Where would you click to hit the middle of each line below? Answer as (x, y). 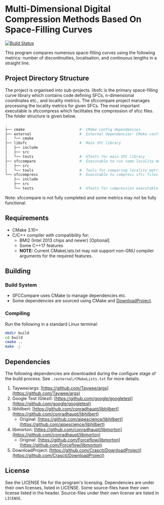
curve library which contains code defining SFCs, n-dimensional (70, 95)
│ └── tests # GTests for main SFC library (75, 156)
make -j (13, 347)
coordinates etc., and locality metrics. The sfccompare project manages (77, 100)
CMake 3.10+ (25, 230)
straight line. (18, 63)
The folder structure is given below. (41, 116)
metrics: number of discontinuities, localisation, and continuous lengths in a (81, 58)
